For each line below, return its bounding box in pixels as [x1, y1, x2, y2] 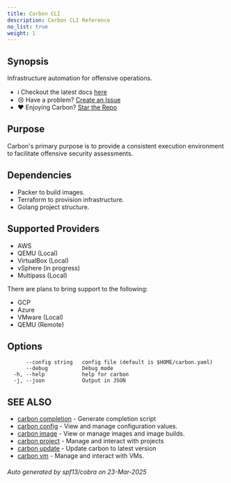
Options [7, 340, 43, 352]
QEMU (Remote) [17, 320, 65, 328]
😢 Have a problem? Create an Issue [17, 95, 121, 105]
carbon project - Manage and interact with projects [17, 437, 164, 445]
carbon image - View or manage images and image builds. [17, 429, 186, 438]
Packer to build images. [17, 187, 85, 196]
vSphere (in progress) [17, 263, 81, 272]
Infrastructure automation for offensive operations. [7, 74, 152, 82]
